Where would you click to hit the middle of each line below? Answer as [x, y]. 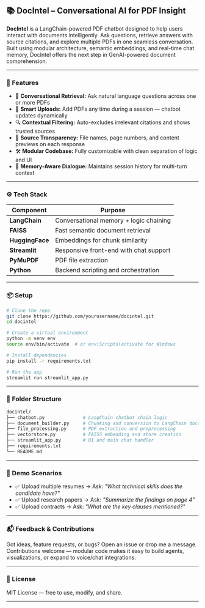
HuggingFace [29, 240]
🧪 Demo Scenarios [34, 473]
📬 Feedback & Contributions [50, 528]
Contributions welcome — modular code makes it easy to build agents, [95, 551]
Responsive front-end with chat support [113, 250]
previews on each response [50, 144]
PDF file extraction [81, 261]
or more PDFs [32, 103]
